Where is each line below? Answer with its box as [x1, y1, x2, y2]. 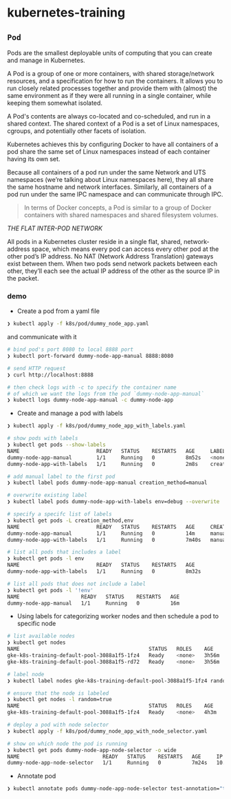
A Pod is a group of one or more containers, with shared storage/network [7, 70, 215, 77]
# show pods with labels [7, 435, 78, 442]
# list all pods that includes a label [7, 549, 122, 556]
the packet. [7, 274, 39, 282]
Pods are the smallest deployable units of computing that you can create [7, 49, 212, 57]
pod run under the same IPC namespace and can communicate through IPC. [7, 190, 223, 198]
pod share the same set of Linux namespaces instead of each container [7, 148, 211, 156]
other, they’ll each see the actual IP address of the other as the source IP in [7, 267, 220, 275]
